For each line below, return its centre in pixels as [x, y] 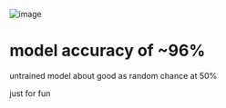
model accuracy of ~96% [108, 51]
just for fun [30, 93]
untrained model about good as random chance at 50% [113, 75]
